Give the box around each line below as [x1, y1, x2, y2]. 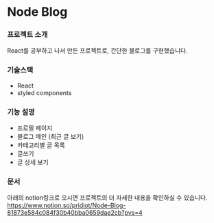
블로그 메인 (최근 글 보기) [16, 133, 84, 141]
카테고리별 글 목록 [16, 141, 65, 149]
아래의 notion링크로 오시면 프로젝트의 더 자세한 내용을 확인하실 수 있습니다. [7, 194, 208, 202]
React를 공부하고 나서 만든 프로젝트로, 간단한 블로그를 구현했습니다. [7, 47, 188, 55]
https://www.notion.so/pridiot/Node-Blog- [7, 201, 126, 209]
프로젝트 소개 [7, 30, 48, 40]
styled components [16, 88, 72, 96]
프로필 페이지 [16, 124, 53, 132]
